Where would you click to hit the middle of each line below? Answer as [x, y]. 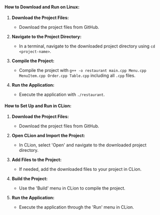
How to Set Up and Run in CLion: [38, 106]
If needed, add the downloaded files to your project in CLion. [80, 169]
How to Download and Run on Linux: [42, 7]
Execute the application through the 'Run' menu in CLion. [76, 207]
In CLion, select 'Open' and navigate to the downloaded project [83, 145]
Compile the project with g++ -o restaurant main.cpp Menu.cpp [83, 71]
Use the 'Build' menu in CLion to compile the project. [72, 188]
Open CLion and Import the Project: [48, 136]
